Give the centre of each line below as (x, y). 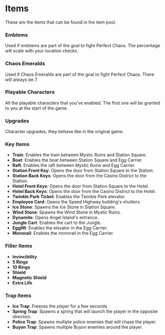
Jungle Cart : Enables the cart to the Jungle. (57, 223)
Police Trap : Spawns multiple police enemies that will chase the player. (84, 322)
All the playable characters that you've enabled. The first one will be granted (82, 103)
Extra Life (22, 282)
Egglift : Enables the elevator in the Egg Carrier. (60, 228)
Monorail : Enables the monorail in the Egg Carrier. (63, 233)
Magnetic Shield (29, 278)
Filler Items (19, 246)
